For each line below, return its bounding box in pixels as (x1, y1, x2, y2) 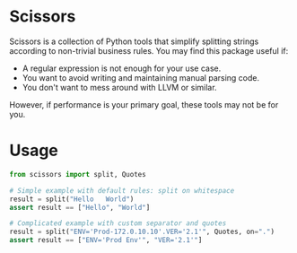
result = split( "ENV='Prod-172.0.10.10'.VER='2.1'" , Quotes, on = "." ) (9, 227, 275, 237)
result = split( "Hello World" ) (9, 195, 135, 204)
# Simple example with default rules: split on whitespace (9, 186, 235, 195)
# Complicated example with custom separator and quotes (9, 219, 227, 228)
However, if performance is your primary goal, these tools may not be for (9, 99, 279, 109)
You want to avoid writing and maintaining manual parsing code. (22, 72, 260, 83)
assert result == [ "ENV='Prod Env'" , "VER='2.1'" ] (9, 236, 203, 245)
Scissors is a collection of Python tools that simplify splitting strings (9, 36, 259, 47)
